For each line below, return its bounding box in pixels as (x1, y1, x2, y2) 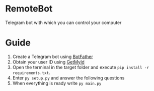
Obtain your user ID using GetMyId (12, 58, 85, 65)
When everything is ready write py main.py (12, 80, 102, 86)
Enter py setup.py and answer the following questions (12, 74, 125, 80)
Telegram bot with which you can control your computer (5, 19, 122, 25)
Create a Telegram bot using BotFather (12, 53, 93, 59)
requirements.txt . (12, 69, 50, 75)
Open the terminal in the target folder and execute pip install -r (12, 64, 149, 70)
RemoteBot (5, 3, 53, 14)
